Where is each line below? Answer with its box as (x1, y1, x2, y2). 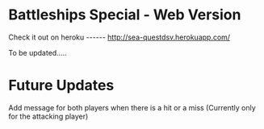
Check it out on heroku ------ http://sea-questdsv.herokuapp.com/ (8, 32, 231, 42)
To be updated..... (8, 48, 67, 57)
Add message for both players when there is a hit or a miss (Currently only (8, 102, 256, 112)
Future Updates (8, 77, 115, 94)
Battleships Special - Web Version (8, 6, 241, 24)
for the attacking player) (8, 111, 89, 121)
